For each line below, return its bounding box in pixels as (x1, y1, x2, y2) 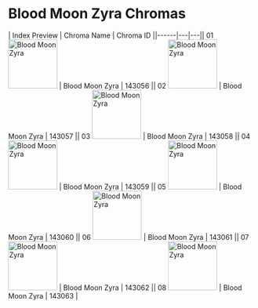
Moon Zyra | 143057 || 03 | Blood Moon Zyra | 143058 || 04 (8, 131, 251, 141)
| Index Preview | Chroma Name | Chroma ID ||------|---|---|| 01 (8, 31, 214, 40)
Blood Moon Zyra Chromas (8, 5, 187, 23)
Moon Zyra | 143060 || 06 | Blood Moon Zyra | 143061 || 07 (8, 232, 249, 241)
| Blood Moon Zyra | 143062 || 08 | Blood (58, 283, 242, 292)
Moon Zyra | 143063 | (8, 291, 78, 300)
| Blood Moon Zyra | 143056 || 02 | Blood (58, 81, 242, 90)
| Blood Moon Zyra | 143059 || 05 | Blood (58, 182, 242, 191)
